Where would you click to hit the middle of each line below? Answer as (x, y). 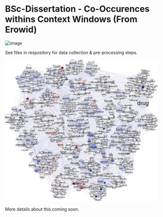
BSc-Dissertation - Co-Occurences (77, 9)
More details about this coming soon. (42, 209)
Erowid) (21, 30)
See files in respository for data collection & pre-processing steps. (71, 53)
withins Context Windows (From (71, 19)
